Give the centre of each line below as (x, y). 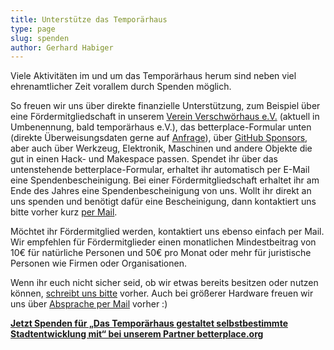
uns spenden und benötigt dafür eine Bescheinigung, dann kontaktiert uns (163, 202)
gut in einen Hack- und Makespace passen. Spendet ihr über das (144, 159)
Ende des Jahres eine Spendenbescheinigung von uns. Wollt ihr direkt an (161, 191)
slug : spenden (40, 38)
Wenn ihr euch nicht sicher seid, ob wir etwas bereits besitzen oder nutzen (164, 283)
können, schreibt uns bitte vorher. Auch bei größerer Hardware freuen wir (162, 293)
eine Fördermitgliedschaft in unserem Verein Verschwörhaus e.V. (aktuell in (165, 117)
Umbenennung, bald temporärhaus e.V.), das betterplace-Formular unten (161, 127)
